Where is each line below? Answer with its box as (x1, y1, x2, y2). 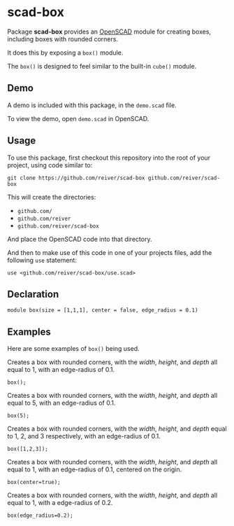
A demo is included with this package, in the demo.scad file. (7, 101, 177, 109)
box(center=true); (7, 479, 61, 486)
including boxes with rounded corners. (7, 34, 119, 43)
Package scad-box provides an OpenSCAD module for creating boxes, (7, 27, 212, 36)
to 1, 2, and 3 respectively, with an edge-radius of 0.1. (7, 432, 161, 441)
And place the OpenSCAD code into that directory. (7, 235, 152, 243)
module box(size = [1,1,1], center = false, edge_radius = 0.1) (7, 307, 198, 314)
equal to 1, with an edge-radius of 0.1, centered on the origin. (7, 465, 182, 473)
